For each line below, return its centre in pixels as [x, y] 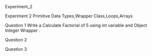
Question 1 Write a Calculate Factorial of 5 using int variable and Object [76, 25]
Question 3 [16, 49]
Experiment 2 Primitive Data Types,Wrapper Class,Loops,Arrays [69, 16]
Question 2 [16, 40]
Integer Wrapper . [23, 30]
